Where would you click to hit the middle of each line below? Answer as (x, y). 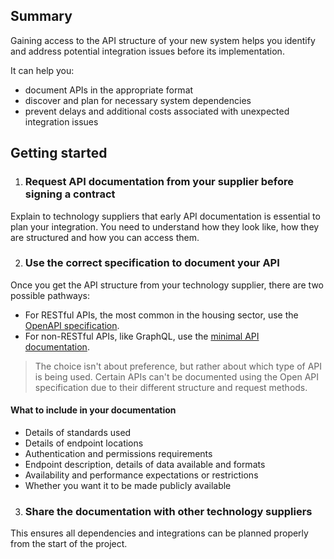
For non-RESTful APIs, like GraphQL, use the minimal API (142, 336)
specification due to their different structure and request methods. (171, 387)
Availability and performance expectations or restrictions (141, 475)
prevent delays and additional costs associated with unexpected (157, 111)
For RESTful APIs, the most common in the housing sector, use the (161, 315)
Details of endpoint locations (84, 443)
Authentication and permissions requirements (118, 453)
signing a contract (70, 194)
